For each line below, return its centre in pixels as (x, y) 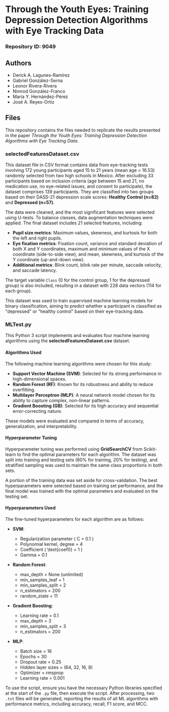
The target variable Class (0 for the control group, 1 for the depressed (77, 280)
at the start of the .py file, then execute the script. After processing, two (80, 693)
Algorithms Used (23, 352)
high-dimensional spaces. (39, 379)
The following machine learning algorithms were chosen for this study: (78, 364)
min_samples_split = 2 (43, 585)
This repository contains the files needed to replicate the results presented (83, 130)
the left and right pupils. (37, 238)
